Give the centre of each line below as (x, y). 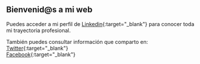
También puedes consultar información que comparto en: (77, 41)
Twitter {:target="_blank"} (37, 48)
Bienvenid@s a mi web (49, 10)
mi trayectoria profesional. (38, 30)
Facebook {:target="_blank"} (41, 54)
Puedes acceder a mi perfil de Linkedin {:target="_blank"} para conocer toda (100, 24)
